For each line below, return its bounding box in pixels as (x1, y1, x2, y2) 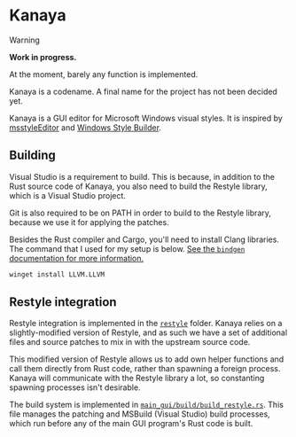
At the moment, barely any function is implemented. (9, 68, 199, 80)
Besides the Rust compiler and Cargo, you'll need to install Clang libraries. (9, 234, 279, 245)
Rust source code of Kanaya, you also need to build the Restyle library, (9, 181, 268, 191)
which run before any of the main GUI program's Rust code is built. (9, 418, 253, 429)
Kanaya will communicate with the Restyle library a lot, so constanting (9, 373, 265, 384)
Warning (9, 35, 40, 45)
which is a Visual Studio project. (9, 190, 127, 200)
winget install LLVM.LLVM (9, 269, 105, 279)
